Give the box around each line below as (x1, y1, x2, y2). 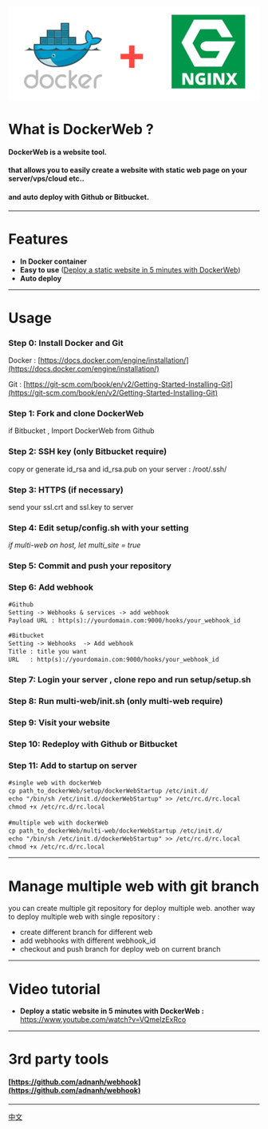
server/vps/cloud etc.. (8, 174, 85, 184)
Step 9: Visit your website (8, 718, 110, 729)
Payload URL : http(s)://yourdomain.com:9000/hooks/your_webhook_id (8, 617, 241, 625)
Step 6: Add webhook (8, 582, 94, 593)
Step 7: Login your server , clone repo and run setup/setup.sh (8, 674, 251, 686)
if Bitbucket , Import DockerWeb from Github (8, 426, 155, 435)
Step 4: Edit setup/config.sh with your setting (8, 522, 189, 533)
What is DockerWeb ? (8, 121, 154, 138)
